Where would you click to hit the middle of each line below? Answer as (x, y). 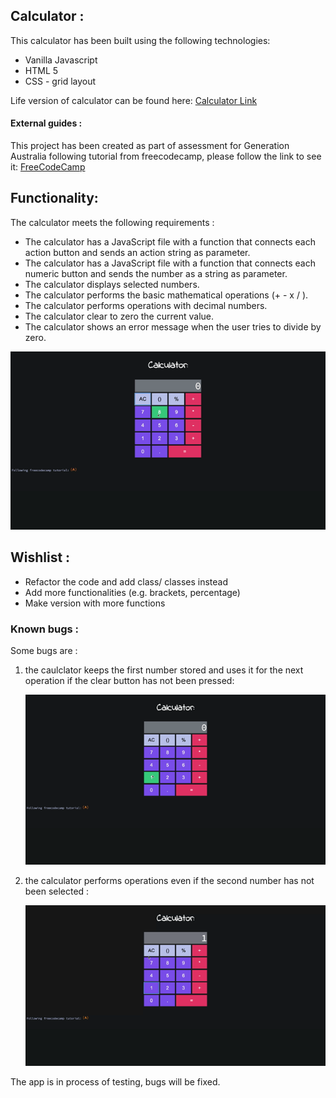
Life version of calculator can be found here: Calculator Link (134, 100)
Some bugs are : (44, 650)
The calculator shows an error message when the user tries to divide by (173, 326)
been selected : (57, 891)
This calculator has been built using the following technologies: (140, 40)
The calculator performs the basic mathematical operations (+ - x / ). (166, 295)
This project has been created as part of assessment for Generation (150, 146)
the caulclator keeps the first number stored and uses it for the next (164, 670)
